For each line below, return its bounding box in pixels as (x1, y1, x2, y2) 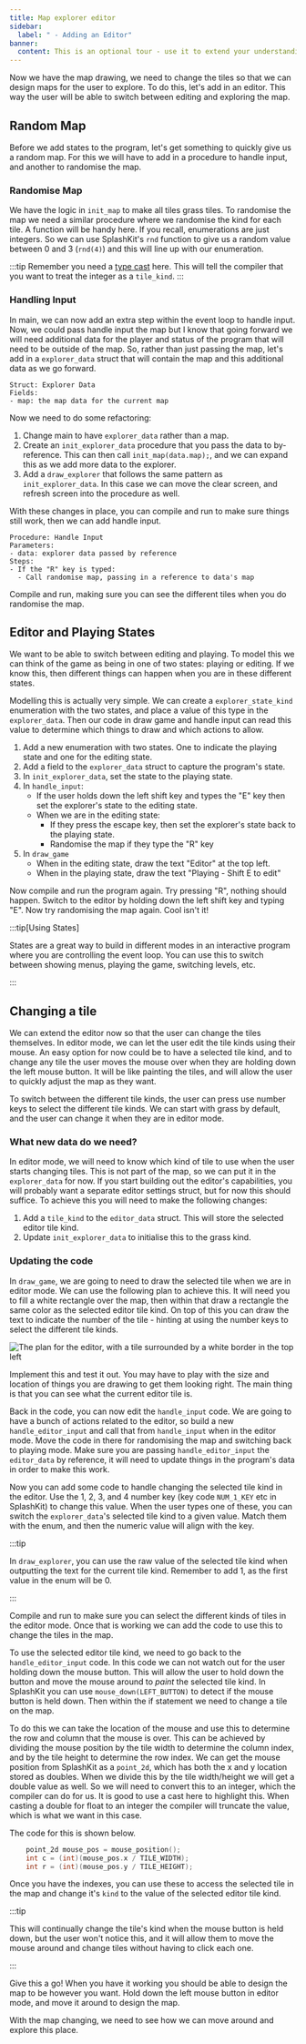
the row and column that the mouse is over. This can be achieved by (9, 1732, 266, 1744)
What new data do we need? (9, 1135, 138, 1148)
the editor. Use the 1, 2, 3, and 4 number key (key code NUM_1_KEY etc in (9, 1490, 277, 1502)
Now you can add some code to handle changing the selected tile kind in (9, 1481, 283, 1492)
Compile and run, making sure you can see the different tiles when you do (9, 588, 287, 599)
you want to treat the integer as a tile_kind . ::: (9, 270, 185, 282)
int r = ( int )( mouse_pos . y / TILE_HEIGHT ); (25, 1862, 194, 1871)
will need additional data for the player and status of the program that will (9, 333, 284, 344)
